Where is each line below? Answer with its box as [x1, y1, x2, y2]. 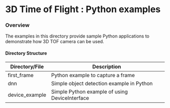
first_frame [8, 71, 34, 79]
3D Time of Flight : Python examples [5, 4, 161, 15]
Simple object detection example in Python [51, 80, 153, 87]
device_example [8, 91, 47, 98]
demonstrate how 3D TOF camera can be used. [5, 39, 105, 45]
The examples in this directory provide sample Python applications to [5, 33, 150, 39]
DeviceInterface [51, 94, 90, 101]
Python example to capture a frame [51, 71, 135, 79]
